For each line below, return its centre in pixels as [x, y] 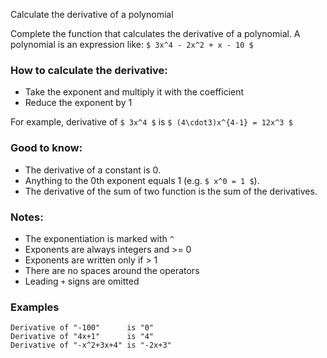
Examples [35, 307]
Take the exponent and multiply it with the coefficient [134, 92]
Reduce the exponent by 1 [78, 103]
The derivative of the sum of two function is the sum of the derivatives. [171, 191]
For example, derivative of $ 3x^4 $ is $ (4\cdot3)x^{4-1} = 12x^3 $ [151, 122]
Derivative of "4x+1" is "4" [82, 337]
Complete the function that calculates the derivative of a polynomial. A [155, 33]
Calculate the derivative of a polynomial [92, 14]
